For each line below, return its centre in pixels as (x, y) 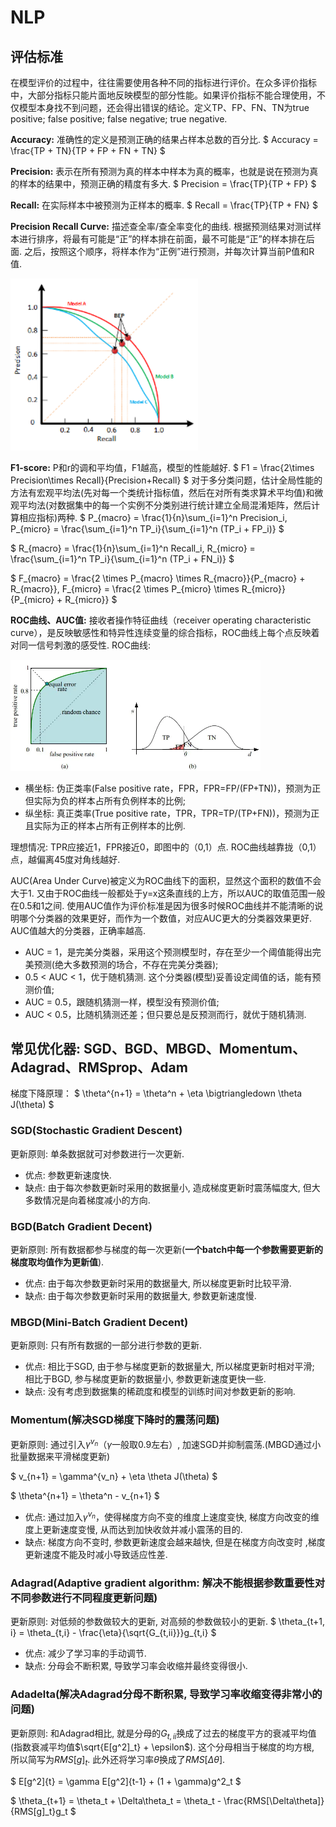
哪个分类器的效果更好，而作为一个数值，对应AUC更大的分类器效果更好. (165, 918)
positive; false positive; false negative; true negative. (119, 119)
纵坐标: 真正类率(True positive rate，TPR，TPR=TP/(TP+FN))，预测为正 (172, 813)
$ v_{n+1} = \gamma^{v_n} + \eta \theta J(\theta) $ (114, 1477)
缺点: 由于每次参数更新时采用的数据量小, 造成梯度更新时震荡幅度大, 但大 (172, 1187)
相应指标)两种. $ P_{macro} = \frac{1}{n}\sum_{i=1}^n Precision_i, (153, 517)
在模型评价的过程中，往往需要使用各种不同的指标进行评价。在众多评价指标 (163, 82)
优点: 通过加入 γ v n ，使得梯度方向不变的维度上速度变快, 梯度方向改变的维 (172, 1516)
